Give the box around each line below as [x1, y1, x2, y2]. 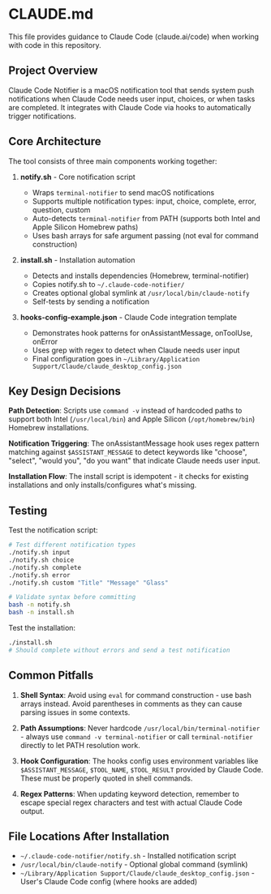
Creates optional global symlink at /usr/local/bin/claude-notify [32, 288, 250, 297]
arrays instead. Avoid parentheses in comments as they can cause [19, 699, 243, 708]
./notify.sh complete [8, 563, 82, 571]
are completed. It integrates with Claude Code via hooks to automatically [8, 102, 252, 112]
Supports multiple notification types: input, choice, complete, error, [32, 196, 257, 206]
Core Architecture [8, 135, 101, 148]
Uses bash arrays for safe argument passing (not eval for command [32, 230, 259, 240]
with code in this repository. [8, 40, 101, 49]
